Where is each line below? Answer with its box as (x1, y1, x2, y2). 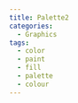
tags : (9, 38, 29, 47)
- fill (17, 64, 42, 73)
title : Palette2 (9, 13, 69, 22)
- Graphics (17, 30, 58, 39)
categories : (9, 21, 53, 30)
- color (17, 47, 46, 56)
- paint (17, 55, 46, 64)
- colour (17, 80, 50, 89)
